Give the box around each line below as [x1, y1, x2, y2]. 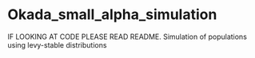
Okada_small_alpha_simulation [7, 6, 217, 24]
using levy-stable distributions [7, 40, 107, 49]
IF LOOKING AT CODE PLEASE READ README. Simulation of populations [7, 32, 247, 41]
